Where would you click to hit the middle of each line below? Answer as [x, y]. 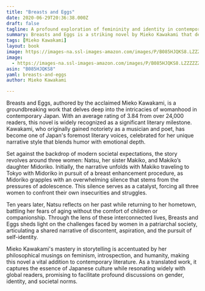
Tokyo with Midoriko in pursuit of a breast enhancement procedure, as [95, 173]
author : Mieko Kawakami [37, 80]
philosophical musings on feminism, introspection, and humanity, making [98, 256]
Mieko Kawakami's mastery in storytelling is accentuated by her [87, 249]
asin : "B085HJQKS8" [31, 69]
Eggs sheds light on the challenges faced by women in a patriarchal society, [102, 224]
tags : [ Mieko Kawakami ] [37, 40]
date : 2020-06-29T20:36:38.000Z [47, 18]
